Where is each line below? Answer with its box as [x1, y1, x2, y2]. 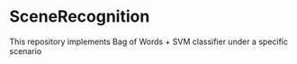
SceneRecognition [9, 6, 150, 27]
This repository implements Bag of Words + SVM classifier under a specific [9, 36, 288, 47]
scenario [9, 45, 42, 56]
